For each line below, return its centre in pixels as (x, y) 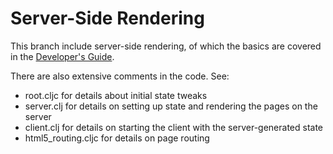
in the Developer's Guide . (62, 56)
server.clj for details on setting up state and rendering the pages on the (171, 106)
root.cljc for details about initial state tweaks (116, 95)
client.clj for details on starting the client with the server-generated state (174, 127)
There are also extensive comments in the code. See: (120, 76)
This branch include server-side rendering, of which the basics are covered (166, 46)
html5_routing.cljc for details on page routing (117, 138)
